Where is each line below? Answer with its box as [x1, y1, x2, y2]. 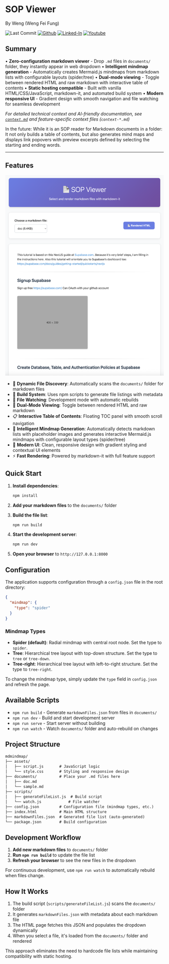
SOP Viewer [5, 4, 56, 15]
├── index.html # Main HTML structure [5, 810, 107, 815]
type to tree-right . [12, 666, 53, 672]
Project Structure [5, 740, 60, 749]
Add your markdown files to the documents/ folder [12, 502, 117, 508]
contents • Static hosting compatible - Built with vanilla [5, 85, 122, 91]
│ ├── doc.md [5, 779, 37, 784]
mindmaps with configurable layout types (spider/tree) [12, 436, 126, 442]
